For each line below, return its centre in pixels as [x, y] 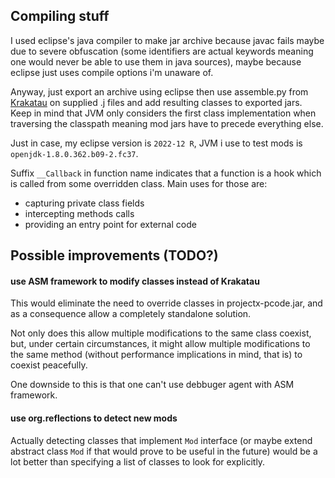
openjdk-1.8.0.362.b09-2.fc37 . [74, 153]
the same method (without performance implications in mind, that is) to [156, 355]
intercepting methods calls [79, 213]
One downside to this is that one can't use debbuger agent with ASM [152, 385]
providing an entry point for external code [110, 224]
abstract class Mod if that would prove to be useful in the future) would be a [164, 451]
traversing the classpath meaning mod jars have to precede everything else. [167, 123]
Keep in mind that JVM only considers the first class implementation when [163, 113]
